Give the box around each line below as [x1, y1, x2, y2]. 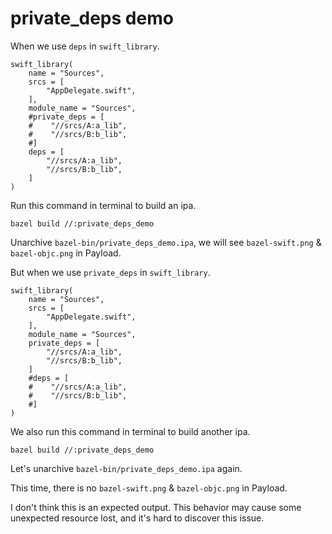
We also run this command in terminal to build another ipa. [10, 425, 251, 437]
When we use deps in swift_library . [10, 40, 160, 52]
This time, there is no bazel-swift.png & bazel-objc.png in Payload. [10, 482, 288, 494]
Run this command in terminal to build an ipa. [10, 199, 197, 211]
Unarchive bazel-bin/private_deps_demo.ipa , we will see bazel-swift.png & [10, 236, 322, 248]
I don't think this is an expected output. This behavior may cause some [10, 501, 302, 513]
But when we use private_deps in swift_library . [10, 266, 211, 278]
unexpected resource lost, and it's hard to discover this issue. [10, 512, 265, 524]
